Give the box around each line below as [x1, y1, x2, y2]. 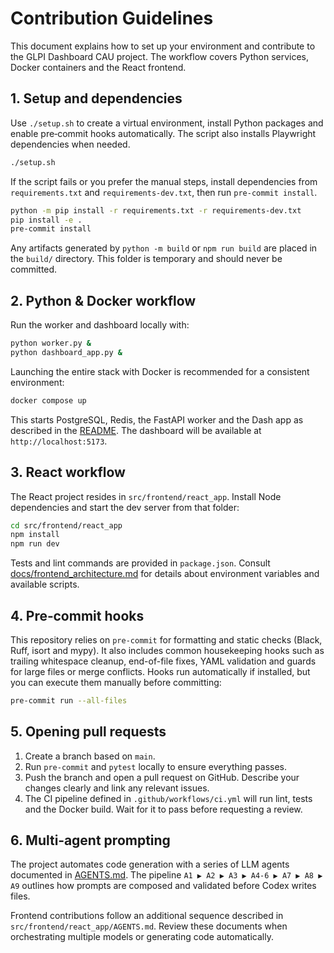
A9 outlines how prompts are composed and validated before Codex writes [10, 880, 317, 892]
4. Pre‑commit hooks [10, 607, 145, 624]
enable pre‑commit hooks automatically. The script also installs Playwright [10, 127, 317, 139]
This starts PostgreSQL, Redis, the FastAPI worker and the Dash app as [10, 413, 304, 426]
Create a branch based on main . [24, 750, 156, 762]
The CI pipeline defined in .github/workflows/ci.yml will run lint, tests [24, 792, 313, 804]
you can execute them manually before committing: [10, 676, 222, 688]
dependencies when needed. [10, 138, 131, 150]
